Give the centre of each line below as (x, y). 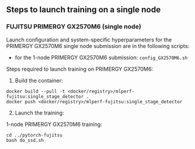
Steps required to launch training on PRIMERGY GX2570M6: (80, 69)
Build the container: (39, 80)
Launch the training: (39, 113)
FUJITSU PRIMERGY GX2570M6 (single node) (74, 27)
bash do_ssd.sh (25, 140)
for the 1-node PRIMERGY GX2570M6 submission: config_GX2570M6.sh (101, 57)
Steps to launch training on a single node (83, 10)
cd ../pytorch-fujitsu (34, 135)
